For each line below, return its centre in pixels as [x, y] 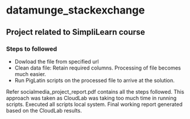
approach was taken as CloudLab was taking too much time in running [91, 98]
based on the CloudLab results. [44, 110]
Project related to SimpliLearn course [76, 32]
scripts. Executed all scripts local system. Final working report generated [94, 104]
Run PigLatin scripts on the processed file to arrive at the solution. [95, 80]
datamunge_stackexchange [76, 10]
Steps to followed [31, 49]
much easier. [30, 74]
